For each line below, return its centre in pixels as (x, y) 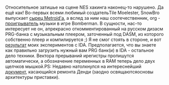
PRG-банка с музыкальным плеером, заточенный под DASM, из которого (84, 34)
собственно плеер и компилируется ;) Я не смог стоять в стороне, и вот (83, 39)
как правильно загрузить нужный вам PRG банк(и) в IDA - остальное (79, 50)
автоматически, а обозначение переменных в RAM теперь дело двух (80, 61)
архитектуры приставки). (32, 77)
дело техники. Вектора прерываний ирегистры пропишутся (70, 56)
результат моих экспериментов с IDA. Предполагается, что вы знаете (81, 45)
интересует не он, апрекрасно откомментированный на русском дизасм (84, 29)
